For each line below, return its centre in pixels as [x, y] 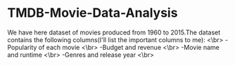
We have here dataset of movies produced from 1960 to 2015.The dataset [114, 32]
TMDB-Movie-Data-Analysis [93, 13]
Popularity [22, 47]
